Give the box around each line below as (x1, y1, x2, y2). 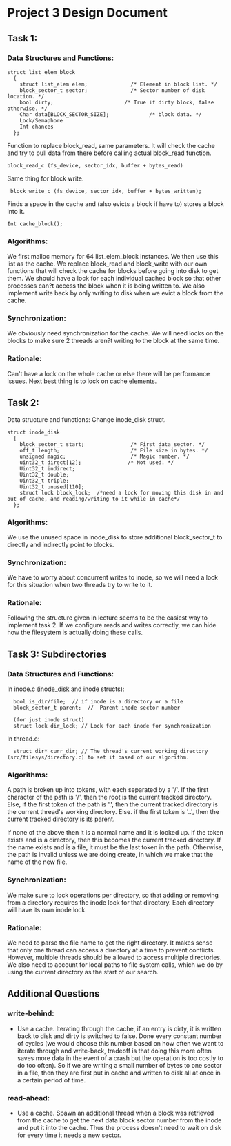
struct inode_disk (7, 429, 60, 436)
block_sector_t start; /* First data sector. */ (19, 441, 205, 447)
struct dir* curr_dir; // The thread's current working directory (13, 748, 208, 755)
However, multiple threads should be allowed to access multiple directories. (7, 953, 222, 962)
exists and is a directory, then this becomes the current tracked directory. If (7, 835, 221, 844)
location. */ (7, 93, 45, 100)
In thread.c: (7, 734, 40, 743)
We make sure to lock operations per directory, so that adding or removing (7, 891, 219, 899)
